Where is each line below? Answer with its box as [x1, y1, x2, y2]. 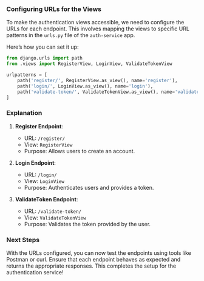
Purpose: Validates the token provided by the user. [24, 220, 151, 227]
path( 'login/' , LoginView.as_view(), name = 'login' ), [17, 83, 154, 89]
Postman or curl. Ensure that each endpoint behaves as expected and [6, 256, 181, 263]
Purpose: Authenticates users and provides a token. [24, 184, 154, 191]
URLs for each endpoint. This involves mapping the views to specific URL [6, 25, 190, 32]
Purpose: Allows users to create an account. [24, 147, 135, 154]
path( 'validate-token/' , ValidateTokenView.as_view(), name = [17, 89, 175, 95]
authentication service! [6, 269, 64, 276]
